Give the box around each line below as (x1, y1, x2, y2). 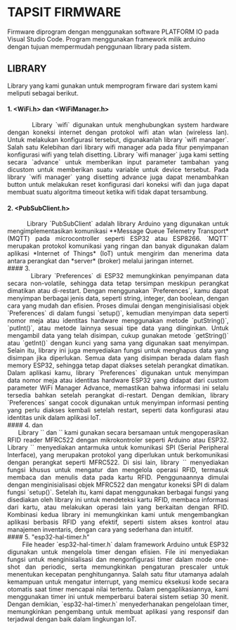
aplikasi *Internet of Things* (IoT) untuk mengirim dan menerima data (7, 249, 229, 258)
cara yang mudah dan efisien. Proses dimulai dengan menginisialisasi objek (7, 301, 229, 310)
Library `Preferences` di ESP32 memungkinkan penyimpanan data (30, 272, 229, 280)
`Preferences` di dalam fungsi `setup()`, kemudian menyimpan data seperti (7, 309, 229, 317)
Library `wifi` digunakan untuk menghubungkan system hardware (32, 120, 229, 129)
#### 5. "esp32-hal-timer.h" (7, 533, 90, 542)
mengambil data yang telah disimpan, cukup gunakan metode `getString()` (7, 332, 229, 340)
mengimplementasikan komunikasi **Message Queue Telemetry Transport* (7, 227, 229, 235)
